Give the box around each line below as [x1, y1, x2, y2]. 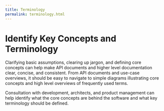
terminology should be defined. [5, 100, 69, 106]
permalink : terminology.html [5, 12, 65, 17]
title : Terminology [5, 7, 45, 12]
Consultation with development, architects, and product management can [5, 90, 155, 96]
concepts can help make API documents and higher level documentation [5, 65, 153, 71]
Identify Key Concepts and [5, 33, 117, 44]
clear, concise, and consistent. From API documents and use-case [5, 70, 140, 76]
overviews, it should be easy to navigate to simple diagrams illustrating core [5, 75, 159, 81]
